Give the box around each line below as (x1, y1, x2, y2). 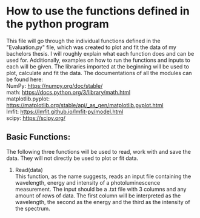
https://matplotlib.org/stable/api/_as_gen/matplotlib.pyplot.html (6, 101, 164, 108)
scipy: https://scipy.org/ (6, 114, 65, 122)
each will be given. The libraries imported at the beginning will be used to (6, 62, 190, 70)
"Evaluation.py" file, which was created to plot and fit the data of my (6, 44, 177, 51)
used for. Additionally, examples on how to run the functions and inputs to (6, 56, 191, 64)
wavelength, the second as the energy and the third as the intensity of (15, 198, 190, 205)
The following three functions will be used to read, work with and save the (6, 148, 191, 155)
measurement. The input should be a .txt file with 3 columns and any (15, 185, 187, 193)
